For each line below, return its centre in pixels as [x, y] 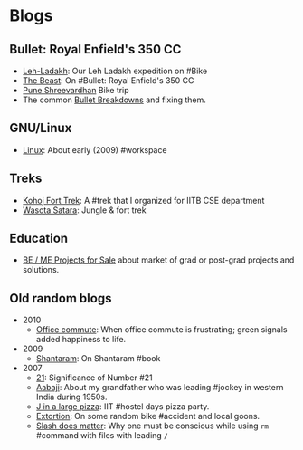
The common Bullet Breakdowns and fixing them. [114, 100]
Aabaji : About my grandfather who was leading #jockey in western [160, 388]
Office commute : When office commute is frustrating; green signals [161, 330]
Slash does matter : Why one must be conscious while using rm [152, 426]
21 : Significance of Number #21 [95, 378]
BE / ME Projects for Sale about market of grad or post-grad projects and [158, 260]
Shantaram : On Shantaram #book [98, 359]
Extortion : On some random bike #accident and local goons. [148, 416]
